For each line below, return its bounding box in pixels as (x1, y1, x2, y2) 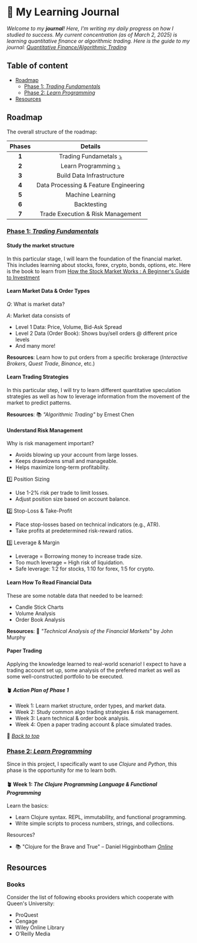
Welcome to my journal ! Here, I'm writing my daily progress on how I (6, 25, 174, 32)
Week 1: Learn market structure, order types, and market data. (15, 702, 166, 709)
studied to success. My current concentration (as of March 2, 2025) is (6, 31, 178, 38)
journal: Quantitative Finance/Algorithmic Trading (6, 44, 127, 51)
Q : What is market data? (6, 301, 65, 308)
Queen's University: (6, 900, 55, 907)
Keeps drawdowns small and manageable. (15, 458, 118, 465)
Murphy (6, 634, 26, 641)
